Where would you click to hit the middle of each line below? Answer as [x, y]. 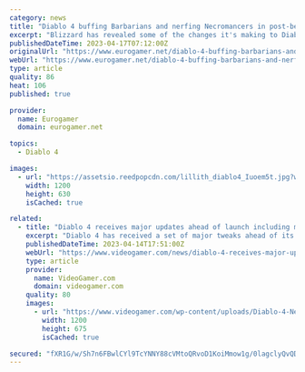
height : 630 [48, 194]
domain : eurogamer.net [60, 127]
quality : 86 [32, 77]
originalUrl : [34, 52]
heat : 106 [28, 85]
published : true [40, 94]
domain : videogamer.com [79, 287]
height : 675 [65, 328]
